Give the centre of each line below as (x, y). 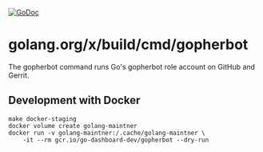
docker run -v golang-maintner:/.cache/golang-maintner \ (107, 133)
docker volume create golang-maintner (73, 126)
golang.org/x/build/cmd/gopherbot (128, 45)
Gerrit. (19, 75)
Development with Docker (74, 100)
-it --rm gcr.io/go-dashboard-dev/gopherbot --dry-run (116, 140)
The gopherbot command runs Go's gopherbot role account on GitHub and (132, 66)
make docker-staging (43, 119)
